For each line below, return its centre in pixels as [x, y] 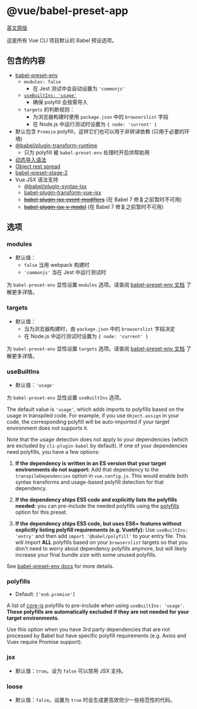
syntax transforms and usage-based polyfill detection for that [89, 482]
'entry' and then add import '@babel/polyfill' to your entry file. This [101, 536]
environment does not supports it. [47, 428]
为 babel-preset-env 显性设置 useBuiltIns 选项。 [66, 397]
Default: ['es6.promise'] [45, 594]
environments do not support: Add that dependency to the [87, 470]
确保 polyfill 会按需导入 [60, 102]
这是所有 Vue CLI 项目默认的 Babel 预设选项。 [62, 40]
